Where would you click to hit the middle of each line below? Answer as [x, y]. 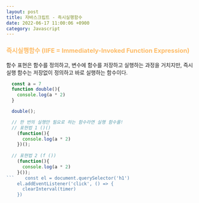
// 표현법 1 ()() [31, 128]
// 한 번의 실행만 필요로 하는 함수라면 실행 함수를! [67, 122]
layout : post [22, 12]
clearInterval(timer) [49, 189]
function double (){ [36, 89]
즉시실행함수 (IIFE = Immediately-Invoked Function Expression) [98, 50]
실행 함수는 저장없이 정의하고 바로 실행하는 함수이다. [67, 72]
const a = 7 [27, 84]
